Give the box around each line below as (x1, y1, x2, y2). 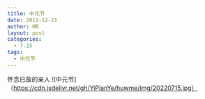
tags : (7, 49, 23, 56)
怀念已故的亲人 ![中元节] (7, 75, 77, 83)
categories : (7, 36, 42, 43)
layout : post (7, 29, 45, 37)
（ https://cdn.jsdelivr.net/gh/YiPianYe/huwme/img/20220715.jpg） (7, 84, 198, 92)
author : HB (7, 23, 39, 30)
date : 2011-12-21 (7, 17, 58, 24)
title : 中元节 (7, 10, 45, 17)
